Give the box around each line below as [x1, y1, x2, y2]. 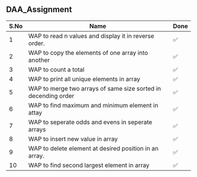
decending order [28, 92, 74, 100]
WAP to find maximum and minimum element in [28, 101, 158, 109]
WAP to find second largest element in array [28, 161, 150, 169]
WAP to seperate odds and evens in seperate [28, 118, 152, 126]
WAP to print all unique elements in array [28, 75, 141, 83]
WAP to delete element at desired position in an [28, 144, 159, 152]
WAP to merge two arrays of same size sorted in [28, 84, 161, 92]
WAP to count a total [28, 65, 85, 74]
